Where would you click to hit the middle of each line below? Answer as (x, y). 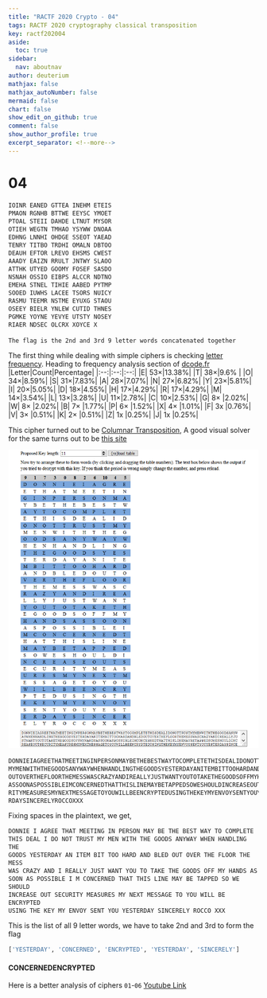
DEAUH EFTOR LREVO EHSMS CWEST (60, 253)
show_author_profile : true (53, 134)
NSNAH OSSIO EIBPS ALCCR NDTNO (60, 277)
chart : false (30, 109)
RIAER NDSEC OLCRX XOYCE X (53, 325)
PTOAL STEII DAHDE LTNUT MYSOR (60, 221)
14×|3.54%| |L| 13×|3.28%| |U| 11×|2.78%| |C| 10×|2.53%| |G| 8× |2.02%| (128, 397)
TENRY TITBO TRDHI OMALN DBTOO (60, 245)
